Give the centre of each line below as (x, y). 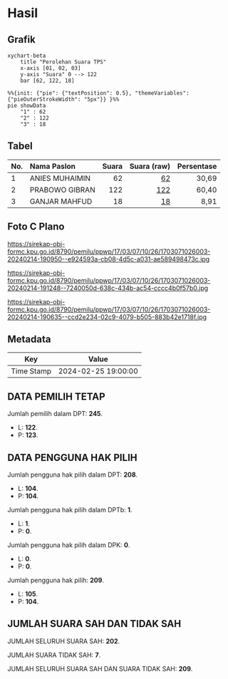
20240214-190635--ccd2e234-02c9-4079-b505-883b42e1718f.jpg (107, 317)
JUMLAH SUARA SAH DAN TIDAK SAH (94, 624)
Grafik (21, 40)
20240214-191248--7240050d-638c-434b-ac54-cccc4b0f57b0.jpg (108, 288)
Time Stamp (31, 371)
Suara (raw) (150, 166)
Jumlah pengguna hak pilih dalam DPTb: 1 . (70, 510)
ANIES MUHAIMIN (60, 178)
